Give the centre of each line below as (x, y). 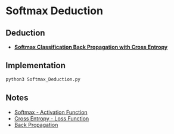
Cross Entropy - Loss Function (52, 118)
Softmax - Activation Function (51, 112)
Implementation (36, 66)
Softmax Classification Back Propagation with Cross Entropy (91, 47)
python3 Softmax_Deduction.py (43, 79)
